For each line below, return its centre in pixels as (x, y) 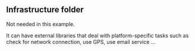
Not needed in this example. (41, 24)
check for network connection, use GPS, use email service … (81, 42)
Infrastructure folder (45, 10)
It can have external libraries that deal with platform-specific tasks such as (97, 36)
